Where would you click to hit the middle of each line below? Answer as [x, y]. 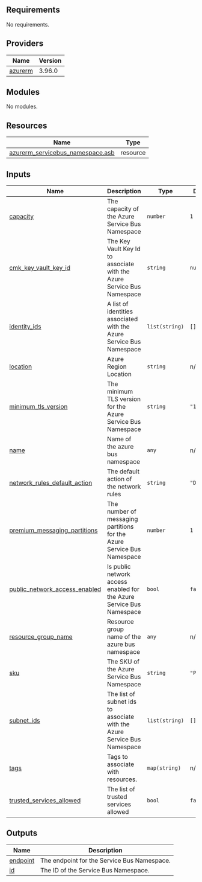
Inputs [19, 174]
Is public [119, 567]
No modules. [22, 107]
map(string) [164, 768]
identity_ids [25, 327]
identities [120, 312]
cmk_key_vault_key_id [40, 268]
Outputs [22, 833]
